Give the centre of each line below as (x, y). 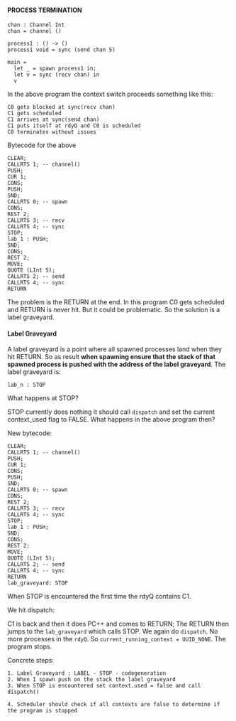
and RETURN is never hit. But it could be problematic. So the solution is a (114, 310)
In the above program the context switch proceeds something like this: (110, 94)
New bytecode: (29, 433)
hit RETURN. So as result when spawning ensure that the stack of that (112, 357)
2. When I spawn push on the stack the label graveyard (91, 680)
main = (17, 63)
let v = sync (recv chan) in (57, 75)
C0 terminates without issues (52, 132)
